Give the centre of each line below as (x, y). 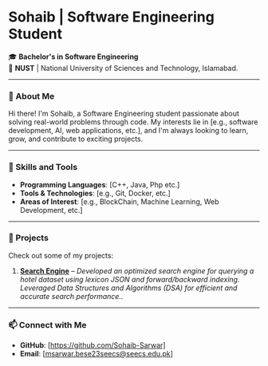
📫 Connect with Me (47, 325)
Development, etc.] (51, 210)
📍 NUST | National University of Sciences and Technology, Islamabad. (123, 68)
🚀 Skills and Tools (43, 167)
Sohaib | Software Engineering (112, 17)
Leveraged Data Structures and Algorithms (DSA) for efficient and (128, 288)
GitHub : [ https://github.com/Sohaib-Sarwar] (93, 345)
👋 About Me (32, 96)
